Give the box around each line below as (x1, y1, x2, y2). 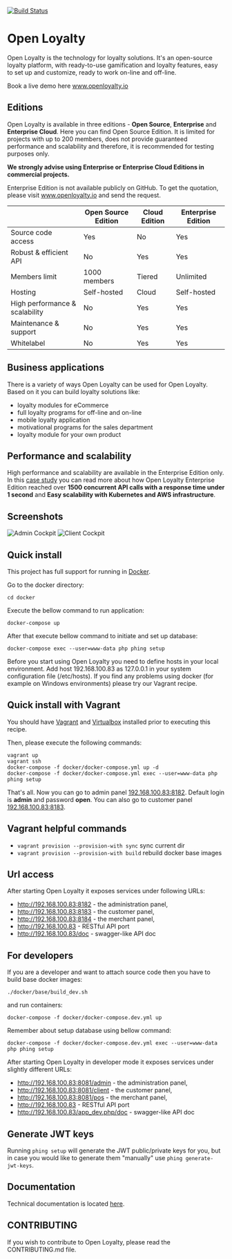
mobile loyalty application (17, 416, 90, 424)
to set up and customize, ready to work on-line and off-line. (7, 68, 177, 76)
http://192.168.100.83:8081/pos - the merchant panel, (17, 1093, 168, 1102)
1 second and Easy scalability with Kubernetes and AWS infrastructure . (7, 491, 216, 499)
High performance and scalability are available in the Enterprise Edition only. (7, 469, 224, 477)
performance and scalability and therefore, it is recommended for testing (7, 142, 214, 150)
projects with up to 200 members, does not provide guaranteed (7, 135, 188, 143)
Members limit (10, 272, 57, 281)
